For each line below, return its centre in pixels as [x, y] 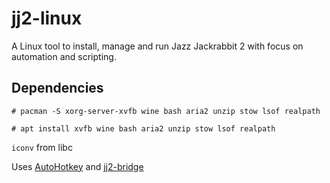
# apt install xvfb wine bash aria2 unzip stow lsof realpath [143, 128]
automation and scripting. [64, 56]
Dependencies [57, 88]
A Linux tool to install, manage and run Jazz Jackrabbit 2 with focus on [157, 46]
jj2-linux [47, 18]
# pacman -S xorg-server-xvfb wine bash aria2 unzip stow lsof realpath [166, 111]
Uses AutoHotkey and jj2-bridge [77, 166]
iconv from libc [42, 147]
